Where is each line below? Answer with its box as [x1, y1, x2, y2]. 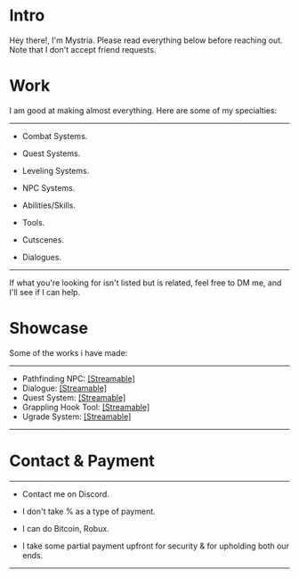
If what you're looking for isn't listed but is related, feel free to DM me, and [9, 277, 282, 288]
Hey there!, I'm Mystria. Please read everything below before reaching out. [9, 35, 283, 45]
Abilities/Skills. [21, 200, 77, 211]
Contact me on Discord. [21, 488, 109, 500]
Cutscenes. [21, 234, 65, 245]
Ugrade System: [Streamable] [21, 411, 132, 422]
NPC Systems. [21, 182, 76, 193]
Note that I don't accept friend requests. [9, 44, 157, 54]
